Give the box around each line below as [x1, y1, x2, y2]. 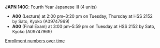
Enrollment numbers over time [5, 38, 65, 44]
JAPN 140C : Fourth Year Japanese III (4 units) [5, 4, 97, 10]
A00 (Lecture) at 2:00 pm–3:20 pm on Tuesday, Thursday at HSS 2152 [12, 13, 153, 19]
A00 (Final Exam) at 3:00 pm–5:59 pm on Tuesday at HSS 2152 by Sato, [12, 24, 156, 29]
